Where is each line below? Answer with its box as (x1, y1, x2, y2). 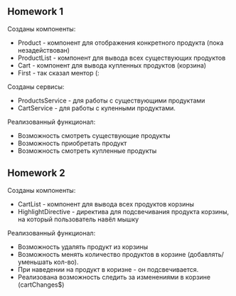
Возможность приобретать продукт (17, 139, 127, 147)
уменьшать (17, 258, 53, 266)
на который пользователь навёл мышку (17, 215, 139, 223)
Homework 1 (7, 6, 64, 18)
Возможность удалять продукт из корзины (17, 242, 149, 251)
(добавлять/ (187, 250, 224, 258)
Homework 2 (7, 167, 65, 179)
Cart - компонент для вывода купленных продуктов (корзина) (17, 60, 207, 70)
